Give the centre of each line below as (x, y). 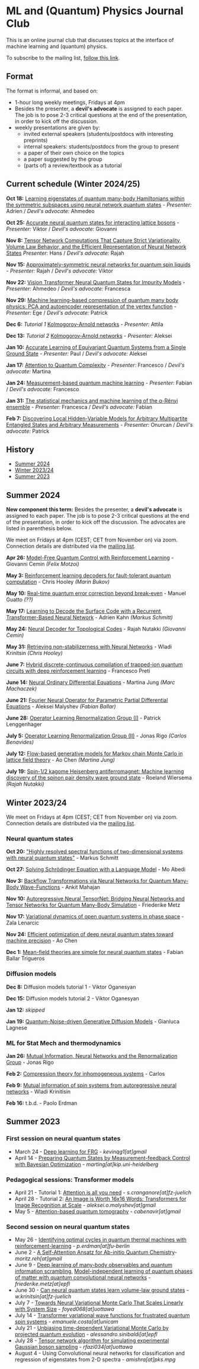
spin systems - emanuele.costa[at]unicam (66, 1322)
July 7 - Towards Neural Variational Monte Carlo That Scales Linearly (99, 1303)
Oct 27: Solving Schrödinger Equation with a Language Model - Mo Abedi (96, 869)
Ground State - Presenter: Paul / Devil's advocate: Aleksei (77, 353)
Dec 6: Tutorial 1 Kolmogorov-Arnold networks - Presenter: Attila (85, 324)
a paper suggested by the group (63, 159)
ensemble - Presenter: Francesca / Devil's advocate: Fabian (79, 407)
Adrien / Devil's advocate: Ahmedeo (50, 211)
